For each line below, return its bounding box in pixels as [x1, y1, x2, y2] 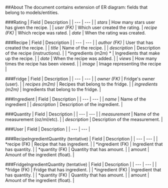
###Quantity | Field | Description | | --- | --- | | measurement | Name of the [5, 111, 160, 117]
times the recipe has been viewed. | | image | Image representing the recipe [5, 61, 161, 66]
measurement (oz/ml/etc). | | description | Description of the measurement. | [5, 116, 163, 122]
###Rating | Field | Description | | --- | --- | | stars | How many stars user [5, 19, 155, 25]
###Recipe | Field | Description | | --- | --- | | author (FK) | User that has [5, 39, 153, 45]
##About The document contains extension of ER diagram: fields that [5, 4, 148, 10]
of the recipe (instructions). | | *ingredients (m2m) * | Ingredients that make [5, 50, 160, 56]
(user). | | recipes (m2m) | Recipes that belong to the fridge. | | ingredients [5, 81, 158, 87]
